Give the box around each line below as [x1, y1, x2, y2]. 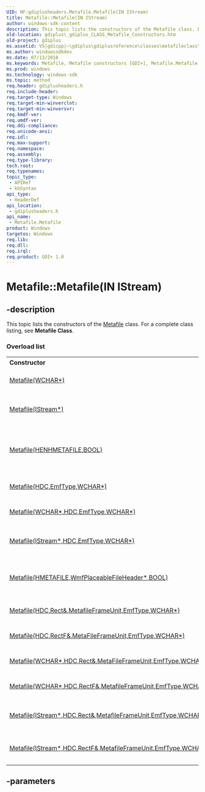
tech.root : [6, 163, 34, 169]
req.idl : [6, 134, 29, 141]
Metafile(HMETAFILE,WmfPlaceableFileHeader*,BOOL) [9, 573, 168, 581]
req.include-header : [6, 89, 59, 95]
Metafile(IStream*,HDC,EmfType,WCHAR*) [9, 536, 135, 545]
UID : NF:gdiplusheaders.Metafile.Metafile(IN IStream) [6, 9, 149, 15]
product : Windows [6, 225, 51, 231]
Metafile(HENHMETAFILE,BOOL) [9, 445, 103, 454]
